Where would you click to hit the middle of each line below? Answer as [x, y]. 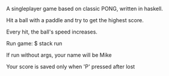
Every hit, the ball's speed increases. [52, 32]
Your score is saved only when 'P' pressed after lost [71, 66]
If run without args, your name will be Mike [59, 55]
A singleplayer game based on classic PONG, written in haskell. [85, 9]
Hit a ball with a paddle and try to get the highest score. [75, 20]
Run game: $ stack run [34, 43]
